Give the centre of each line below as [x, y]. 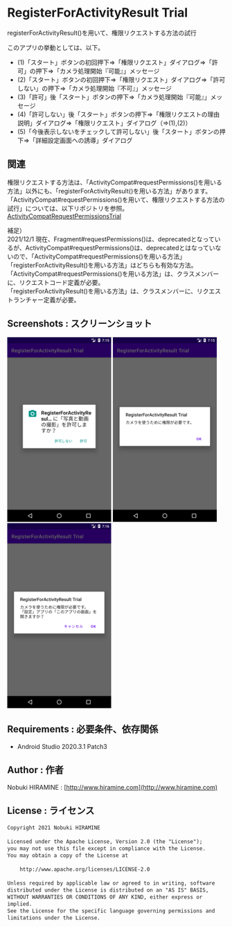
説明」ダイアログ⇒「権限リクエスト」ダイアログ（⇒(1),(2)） [104, 123]
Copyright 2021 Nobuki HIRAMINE [54, 828]
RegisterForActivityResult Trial [98, 13]
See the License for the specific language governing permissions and [111, 911]
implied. [20, 904]
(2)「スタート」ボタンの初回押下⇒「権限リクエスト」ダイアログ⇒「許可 [121, 79]
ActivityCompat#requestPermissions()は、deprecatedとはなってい [121, 248]
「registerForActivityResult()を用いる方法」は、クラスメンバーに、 [102, 291]
